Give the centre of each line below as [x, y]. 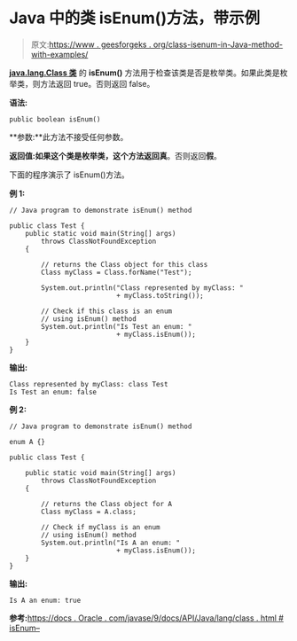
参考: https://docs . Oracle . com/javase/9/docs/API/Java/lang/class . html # [146, 618]
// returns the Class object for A [107, 504]
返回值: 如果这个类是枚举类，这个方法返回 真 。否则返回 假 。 [115, 155]
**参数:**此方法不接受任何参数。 [69, 137]
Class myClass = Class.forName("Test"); [117, 272]
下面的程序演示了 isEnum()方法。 [70, 175]
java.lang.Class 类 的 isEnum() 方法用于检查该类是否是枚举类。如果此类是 [145, 73]
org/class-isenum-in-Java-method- [218, 44]
